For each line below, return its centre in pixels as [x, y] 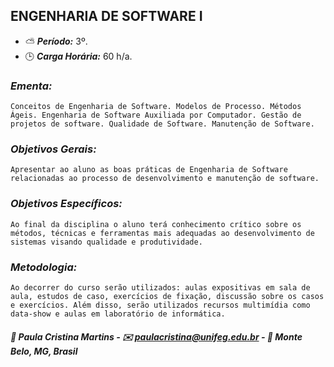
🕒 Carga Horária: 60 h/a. [78, 56]
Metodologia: [44, 267]
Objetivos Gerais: [53, 149]
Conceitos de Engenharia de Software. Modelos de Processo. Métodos [156, 107]
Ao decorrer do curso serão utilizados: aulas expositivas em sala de [160, 288]
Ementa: [31, 86]
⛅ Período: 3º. [56, 41]
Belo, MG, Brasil [44, 351]
